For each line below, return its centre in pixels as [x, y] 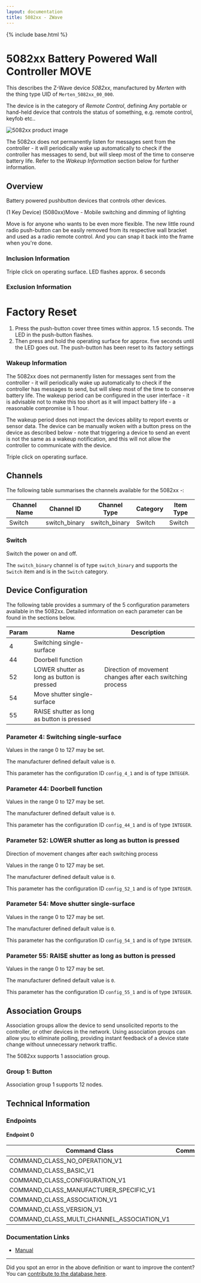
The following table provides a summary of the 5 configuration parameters [98, 605]
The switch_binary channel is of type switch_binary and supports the [92, 565]
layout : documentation [34, 12]
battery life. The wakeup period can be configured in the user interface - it [98, 395]
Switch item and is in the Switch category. [57, 571]
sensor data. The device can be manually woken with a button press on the [99, 426]
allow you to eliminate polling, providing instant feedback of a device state [98, 1038]
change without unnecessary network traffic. [62, 1044]
